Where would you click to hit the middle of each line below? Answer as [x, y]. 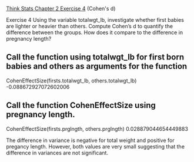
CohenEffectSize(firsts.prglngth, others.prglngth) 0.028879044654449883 [97, 128]
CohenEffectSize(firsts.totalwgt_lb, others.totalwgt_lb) [71, 80]
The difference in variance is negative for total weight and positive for [90, 140]
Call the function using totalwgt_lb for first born [95, 57]
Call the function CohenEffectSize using [81, 105]
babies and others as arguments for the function [97, 66]
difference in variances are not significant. [57, 153]
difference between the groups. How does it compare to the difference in [95, 32]
